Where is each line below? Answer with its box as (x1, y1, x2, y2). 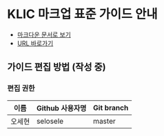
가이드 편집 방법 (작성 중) (7, 61, 106, 73)
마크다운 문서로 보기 (17, 30, 71, 39)
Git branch (92, 103, 129, 113)
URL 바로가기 (17, 39, 54, 47)
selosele (37, 116, 64, 126)
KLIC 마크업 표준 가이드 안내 (7, 6, 158, 22)
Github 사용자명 (37, 103, 87, 113)
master (92, 116, 116, 126)
